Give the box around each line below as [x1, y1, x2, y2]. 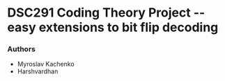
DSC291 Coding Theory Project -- [7, 5, 205, 21]
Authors [7, 44, 36, 54]
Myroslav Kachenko [17, 60, 75, 69]
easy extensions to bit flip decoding [7, 19, 219, 35]
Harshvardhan [17, 67, 59, 75]
